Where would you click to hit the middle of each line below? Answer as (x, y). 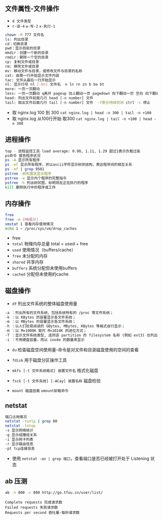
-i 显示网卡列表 (19, 439)
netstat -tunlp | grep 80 (31, 421)
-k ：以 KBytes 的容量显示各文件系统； (41, 317)
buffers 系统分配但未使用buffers (44, 268)
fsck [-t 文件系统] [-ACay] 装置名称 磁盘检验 (56, 381)
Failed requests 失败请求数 (32, 508)
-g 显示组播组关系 (21, 435)
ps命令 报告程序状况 (23, 156)
